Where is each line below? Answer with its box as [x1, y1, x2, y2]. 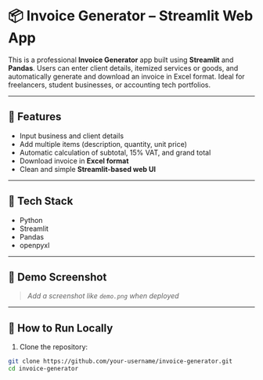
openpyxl [19, 240, 50, 250]
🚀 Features [8, 110, 62, 123]
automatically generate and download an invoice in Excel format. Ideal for [8, 71, 245, 81]
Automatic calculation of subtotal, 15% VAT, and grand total [19, 148, 211, 157]
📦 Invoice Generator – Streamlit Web [8, 7, 254, 25]
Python [19, 215, 43, 225]
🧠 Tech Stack [8, 195, 74, 208]
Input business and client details [19, 131, 124, 141]
